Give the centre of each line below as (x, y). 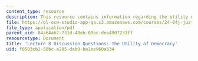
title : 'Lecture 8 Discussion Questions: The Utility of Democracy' (92, 44)
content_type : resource (35, 11)
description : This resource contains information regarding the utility (97, 17)
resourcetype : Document (35, 38)
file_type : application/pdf (41, 28)
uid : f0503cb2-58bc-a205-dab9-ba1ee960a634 (60, 49)
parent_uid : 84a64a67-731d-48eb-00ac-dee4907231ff (70, 33)
